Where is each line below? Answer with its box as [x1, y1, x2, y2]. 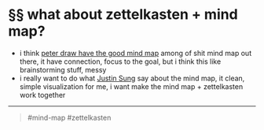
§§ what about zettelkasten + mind [8, 6, 238, 24]
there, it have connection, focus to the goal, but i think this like [19, 57, 222, 66]
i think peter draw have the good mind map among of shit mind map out [19, 48, 252, 58]
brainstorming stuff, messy [19, 65, 107, 74]
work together [19, 90, 66, 99]
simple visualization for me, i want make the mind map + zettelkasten [19, 81, 244, 91]
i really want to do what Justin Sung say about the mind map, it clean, [19, 73, 245, 83]
